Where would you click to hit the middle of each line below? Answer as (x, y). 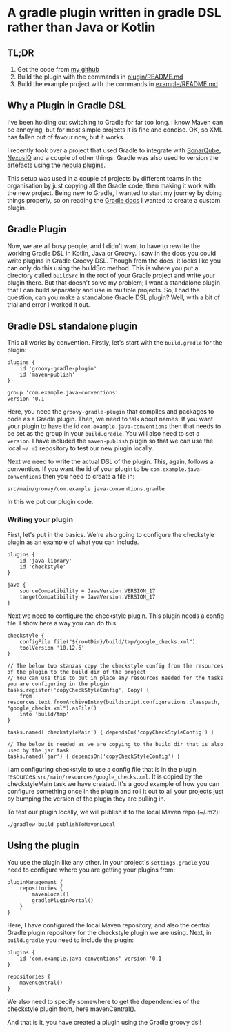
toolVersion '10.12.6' (52, 648)
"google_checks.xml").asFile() (52, 708)
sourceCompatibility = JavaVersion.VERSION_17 (88, 591)
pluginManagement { (35, 882)
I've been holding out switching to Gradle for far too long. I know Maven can (115, 122)
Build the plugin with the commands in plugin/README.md (100, 77)
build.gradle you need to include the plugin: (71, 940)
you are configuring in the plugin (58, 684)
